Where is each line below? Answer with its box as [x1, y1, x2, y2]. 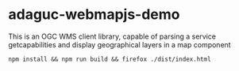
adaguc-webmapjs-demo [8, 6, 180, 24]
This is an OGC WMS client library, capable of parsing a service [8, 32, 217, 41]
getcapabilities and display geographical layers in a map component [8, 39, 232, 49]
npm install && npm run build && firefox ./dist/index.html [8, 55, 212, 63]
